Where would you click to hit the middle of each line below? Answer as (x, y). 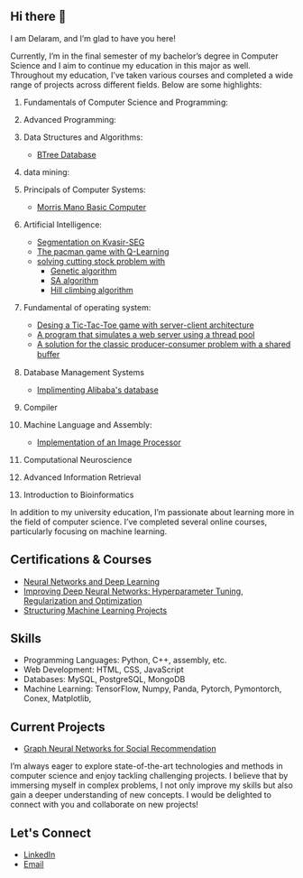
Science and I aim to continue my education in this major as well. (130, 65)
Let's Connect (50, 832)
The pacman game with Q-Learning (103, 251)
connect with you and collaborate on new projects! (105, 805)
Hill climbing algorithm (92, 290)
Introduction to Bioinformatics (78, 494)
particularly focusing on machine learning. (89, 531)
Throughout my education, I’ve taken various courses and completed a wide (152, 75)
